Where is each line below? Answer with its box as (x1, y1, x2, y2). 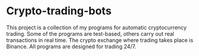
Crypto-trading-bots (6, 4, 112, 18)
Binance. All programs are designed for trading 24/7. (6, 43, 137, 50)
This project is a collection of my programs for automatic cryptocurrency (6, 24, 187, 31)
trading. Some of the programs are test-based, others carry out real (6, 30, 175, 37)
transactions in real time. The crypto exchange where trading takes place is (6, 36, 194, 43)
